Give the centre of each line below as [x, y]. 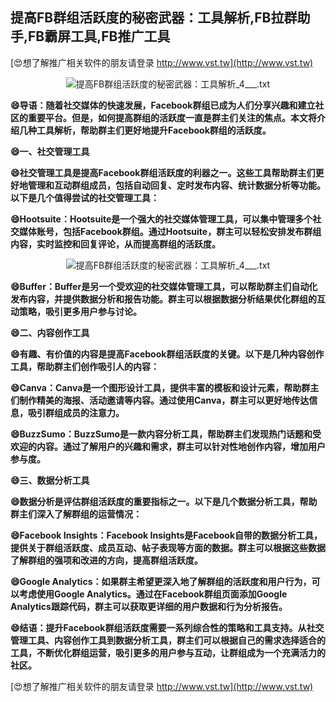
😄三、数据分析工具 [50, 480]
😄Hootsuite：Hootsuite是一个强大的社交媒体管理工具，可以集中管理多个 [161, 219]
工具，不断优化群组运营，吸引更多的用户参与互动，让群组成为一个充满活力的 [168, 652]
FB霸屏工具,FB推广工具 [99, 36]
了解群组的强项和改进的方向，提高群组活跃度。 [106, 560]
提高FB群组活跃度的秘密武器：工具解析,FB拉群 [154, 18]
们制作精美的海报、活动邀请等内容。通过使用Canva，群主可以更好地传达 [160, 400]
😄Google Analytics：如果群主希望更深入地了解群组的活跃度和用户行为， [161, 581]
